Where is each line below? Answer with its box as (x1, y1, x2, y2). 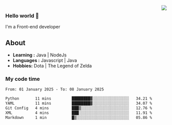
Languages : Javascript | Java (12, 57, 77, 64)
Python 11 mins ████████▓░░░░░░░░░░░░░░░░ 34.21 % (5, 96, 153, 101)
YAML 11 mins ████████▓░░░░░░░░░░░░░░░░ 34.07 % (5, 101, 153, 106)
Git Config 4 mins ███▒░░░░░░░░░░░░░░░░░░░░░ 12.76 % (5, 106, 153, 111)
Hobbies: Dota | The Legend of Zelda (12, 63, 92, 69)
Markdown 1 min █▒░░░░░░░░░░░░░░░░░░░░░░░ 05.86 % (5, 115, 153, 120)
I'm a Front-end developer (5, 24, 60, 30)
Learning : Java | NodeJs (12, 52, 67, 58)
